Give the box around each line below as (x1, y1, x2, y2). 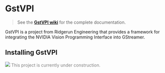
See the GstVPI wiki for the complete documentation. (17, 19, 126, 25)
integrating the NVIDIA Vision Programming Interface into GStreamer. (5, 34, 145, 40)
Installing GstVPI (5, 48, 58, 57)
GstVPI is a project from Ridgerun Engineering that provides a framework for (5, 29, 160, 35)
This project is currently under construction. (11, 62, 101, 68)
